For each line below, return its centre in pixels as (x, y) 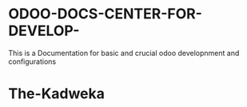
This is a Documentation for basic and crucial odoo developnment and (124, 53)
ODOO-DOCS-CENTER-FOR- (105, 14)
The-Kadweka (57, 94)
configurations (32, 61)
